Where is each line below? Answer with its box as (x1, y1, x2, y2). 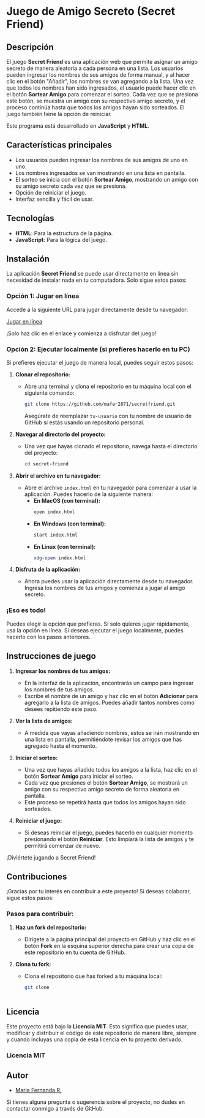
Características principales (6, 140, 112, 150)
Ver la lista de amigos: (15, 717, 73, 724)
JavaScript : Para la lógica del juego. (15, 236, 107, 243)
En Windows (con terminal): (33, 520, 106, 527)
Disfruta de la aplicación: (15, 566, 81, 573)
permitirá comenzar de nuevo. (24, 842, 101, 849)
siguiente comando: (24, 389, 75, 397)
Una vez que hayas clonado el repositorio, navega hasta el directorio (24, 442, 198, 449)
